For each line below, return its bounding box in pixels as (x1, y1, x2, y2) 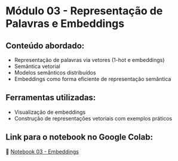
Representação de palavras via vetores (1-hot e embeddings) (14, 57, 165, 63)
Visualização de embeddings (14, 109, 86, 116)
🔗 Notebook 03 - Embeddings (5, 148, 79, 155)
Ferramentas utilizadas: (5, 92, 96, 103)
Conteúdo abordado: (5, 41, 85, 51)
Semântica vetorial (14, 63, 60, 70)
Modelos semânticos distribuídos (14, 69, 96, 76)
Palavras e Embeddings (5, 17, 125, 30)
